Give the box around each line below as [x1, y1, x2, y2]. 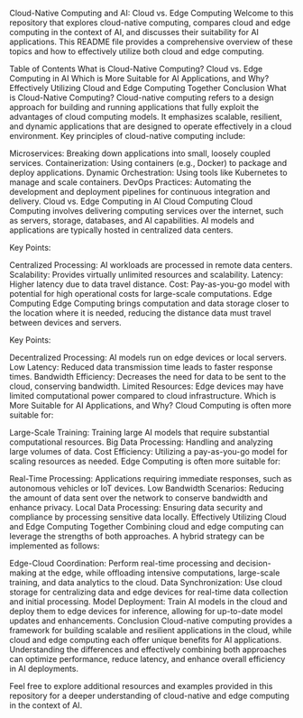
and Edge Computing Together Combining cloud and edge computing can [9, 521, 284, 531]
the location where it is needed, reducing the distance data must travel [9, 308, 272, 318]
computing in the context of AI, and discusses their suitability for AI [9, 27, 260, 37]
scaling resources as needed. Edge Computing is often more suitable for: [9, 456, 281, 466]
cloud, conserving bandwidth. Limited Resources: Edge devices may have [9, 381, 284, 391]
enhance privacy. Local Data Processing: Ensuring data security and [9, 502, 263, 512]
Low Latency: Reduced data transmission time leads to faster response [9, 362, 273, 373]
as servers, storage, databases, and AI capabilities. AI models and [9, 216, 255, 226]
